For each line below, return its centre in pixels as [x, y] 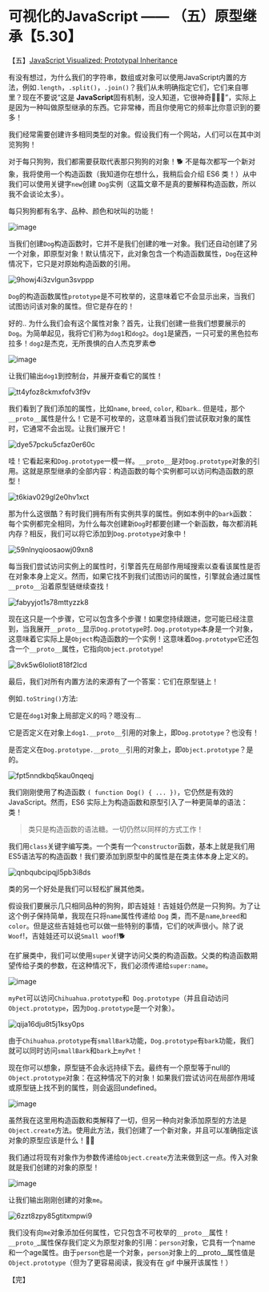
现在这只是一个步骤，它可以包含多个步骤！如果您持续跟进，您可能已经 [124, 619]
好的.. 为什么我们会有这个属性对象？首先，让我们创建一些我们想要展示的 [127, 323]
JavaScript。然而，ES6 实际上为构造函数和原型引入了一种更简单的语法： [128, 801]
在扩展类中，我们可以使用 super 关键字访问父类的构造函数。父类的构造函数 [129, 955]
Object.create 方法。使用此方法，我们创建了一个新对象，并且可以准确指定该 [133, 1130]
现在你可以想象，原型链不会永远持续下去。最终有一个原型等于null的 [119, 1068]
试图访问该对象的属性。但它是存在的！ [71, 306]
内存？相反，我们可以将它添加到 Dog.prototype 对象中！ [98, 533]
